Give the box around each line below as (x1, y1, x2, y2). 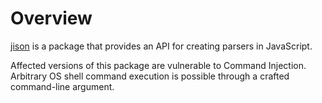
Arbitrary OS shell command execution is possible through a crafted (10, 70, 290, 82)
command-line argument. (10, 80, 115, 92)
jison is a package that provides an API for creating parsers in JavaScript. (10, 40, 313, 52)
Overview (10, 7, 93, 30)
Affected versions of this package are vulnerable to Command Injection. (10, 59, 307, 71)
